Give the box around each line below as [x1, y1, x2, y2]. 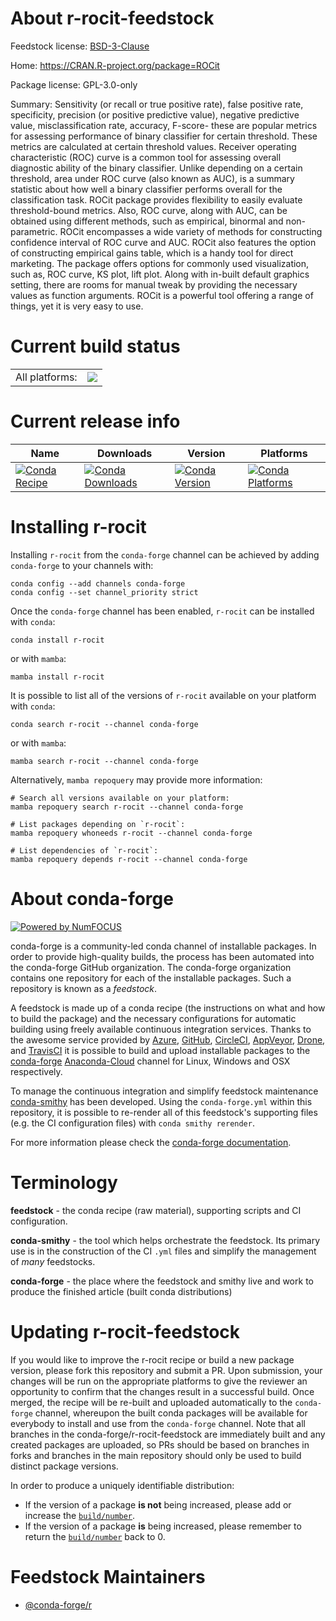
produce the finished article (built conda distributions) [10, 1285, 233, 1297]
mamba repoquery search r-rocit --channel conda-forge [10, 802, 244, 812]
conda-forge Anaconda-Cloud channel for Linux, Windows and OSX [10, 1055, 291, 1067]
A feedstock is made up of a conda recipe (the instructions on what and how [10, 1002, 326, 1014]
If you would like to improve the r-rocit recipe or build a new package [10, 1353, 295, 1366]
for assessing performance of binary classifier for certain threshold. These [10, 130, 318, 142]
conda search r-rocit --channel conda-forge [10, 719, 199, 729]
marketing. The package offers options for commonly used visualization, [10, 257, 310, 269]
